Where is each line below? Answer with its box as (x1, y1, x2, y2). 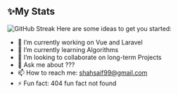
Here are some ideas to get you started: (56, 24, 172, 32)
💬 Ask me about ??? (17, 60, 75, 69)
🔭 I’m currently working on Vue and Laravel (17, 38, 143, 46)
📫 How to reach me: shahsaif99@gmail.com (17, 68, 148, 77)
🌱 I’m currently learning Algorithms (17, 45, 119, 54)
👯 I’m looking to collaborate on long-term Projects (17, 53, 162, 61)
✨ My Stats (7, 6, 55, 18)
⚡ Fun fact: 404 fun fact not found (17, 79, 117, 87)
